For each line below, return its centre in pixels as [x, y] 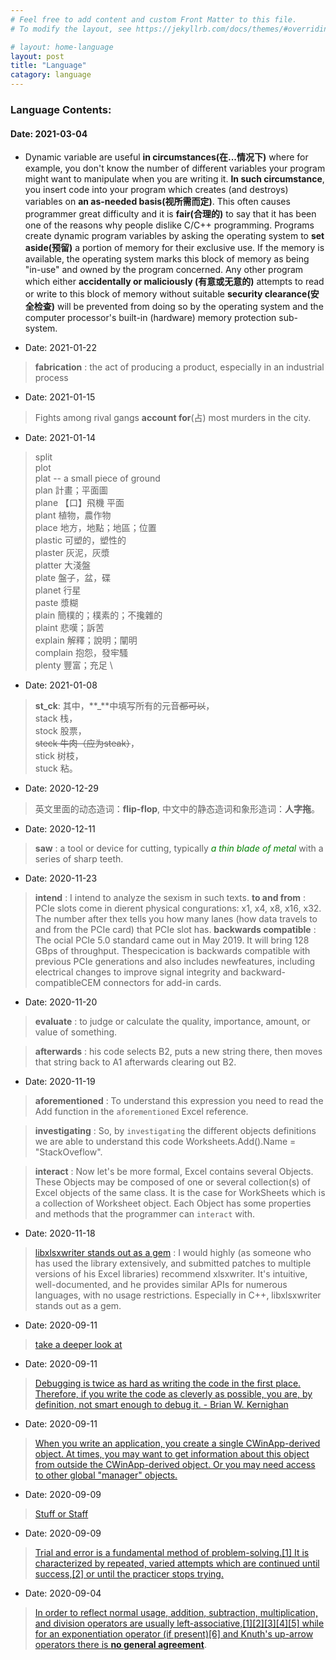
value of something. [76, 1032]
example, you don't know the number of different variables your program [175, 168]
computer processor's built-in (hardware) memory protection [150, 318]
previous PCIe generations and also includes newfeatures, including [175, 962]
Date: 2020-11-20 [61, 1002]
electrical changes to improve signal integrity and [136, 972]
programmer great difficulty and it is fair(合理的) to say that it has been [170, 214]
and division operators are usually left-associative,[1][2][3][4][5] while [179, 1623]
